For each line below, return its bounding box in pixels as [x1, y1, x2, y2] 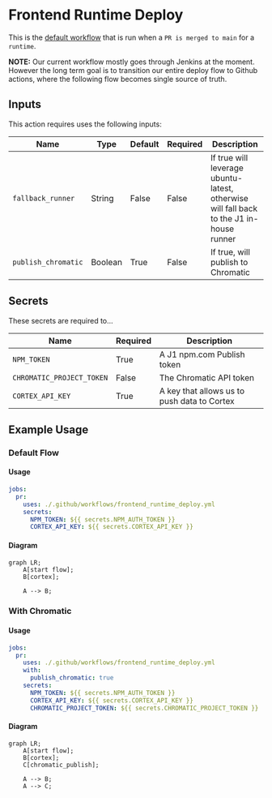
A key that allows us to [159, 385, 245, 397]
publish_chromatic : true [29, 674, 114, 682]
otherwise [210, 192, 249, 204]
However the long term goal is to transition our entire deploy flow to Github [8, 65, 258, 75]
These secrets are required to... [8, 315, 113, 325]
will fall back [210, 203, 257, 214]
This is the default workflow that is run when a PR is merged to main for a [8, 32, 255, 42]
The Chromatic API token [159, 371, 255, 383]
